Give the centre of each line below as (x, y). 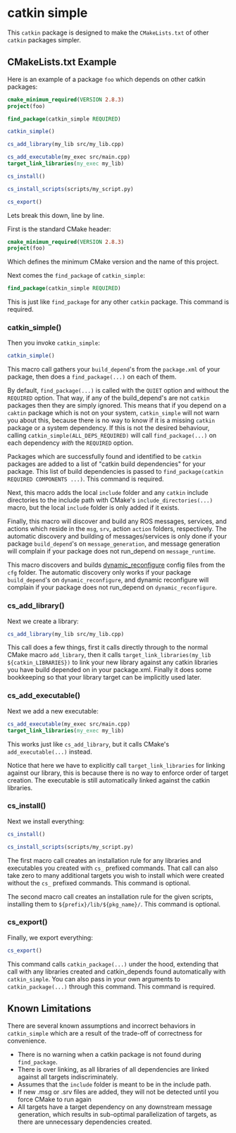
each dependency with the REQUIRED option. (70, 443)
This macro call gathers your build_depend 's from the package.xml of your (114, 369)
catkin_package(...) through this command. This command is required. (112, 986)
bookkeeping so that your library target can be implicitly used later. (105, 678)
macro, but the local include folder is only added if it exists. (93, 508)
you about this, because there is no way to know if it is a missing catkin (111, 420)
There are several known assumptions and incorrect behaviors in (101, 1025)
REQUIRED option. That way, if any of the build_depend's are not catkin (108, 398)
